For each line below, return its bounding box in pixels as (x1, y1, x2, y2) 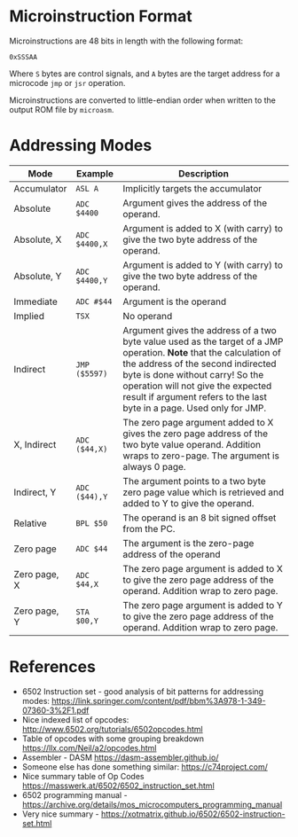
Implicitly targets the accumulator (122, 182, 263, 194)
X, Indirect (13, 438, 57, 450)
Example (75, 167, 114, 179)
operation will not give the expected (122, 379, 272, 392)
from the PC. (122, 522, 176, 535)
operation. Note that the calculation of (122, 346, 282, 358)
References (9, 657, 96, 677)
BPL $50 (74, 518, 108, 528)
